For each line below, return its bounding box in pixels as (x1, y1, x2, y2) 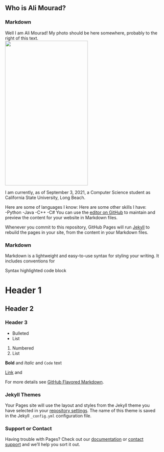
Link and (5, 369, 23, 375)
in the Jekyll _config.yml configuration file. (5, 413, 92, 419)
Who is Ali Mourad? (5, 4, 66, 12)
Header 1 (5, 285, 42, 296)
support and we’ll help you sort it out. (5, 442, 80, 448)
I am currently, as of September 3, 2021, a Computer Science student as (5, 189, 151, 195)
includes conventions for (5, 258, 55, 264)
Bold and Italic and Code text (5, 359, 62, 366)
